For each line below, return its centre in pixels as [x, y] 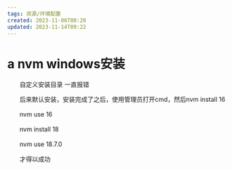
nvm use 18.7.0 [41, 144]
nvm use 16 [36, 115]
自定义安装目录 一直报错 [54, 84]
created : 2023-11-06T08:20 [47, 20]
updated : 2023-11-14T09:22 [47, 27]
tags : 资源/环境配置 [34, 14]
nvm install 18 [39, 129]
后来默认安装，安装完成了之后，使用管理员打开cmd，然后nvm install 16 [122, 100]
